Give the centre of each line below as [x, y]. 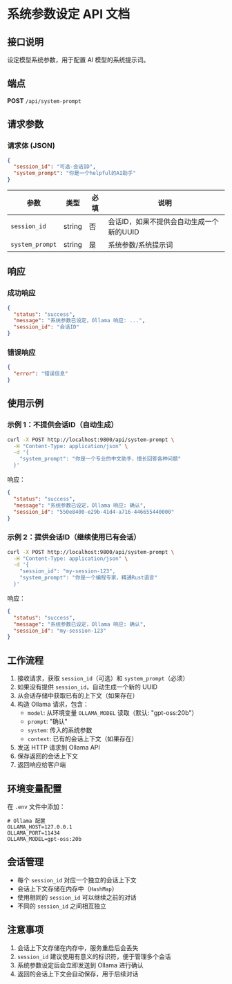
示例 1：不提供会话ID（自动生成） [63, 425]
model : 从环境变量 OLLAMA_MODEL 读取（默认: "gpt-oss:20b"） [113, 713]
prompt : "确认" [47, 722]
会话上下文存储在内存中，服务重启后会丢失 [78, 947]
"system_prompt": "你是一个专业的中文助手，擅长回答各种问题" [100, 459]
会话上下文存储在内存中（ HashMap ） [67, 889]
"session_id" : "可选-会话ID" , [55, 167]
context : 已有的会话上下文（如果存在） [83, 739]
